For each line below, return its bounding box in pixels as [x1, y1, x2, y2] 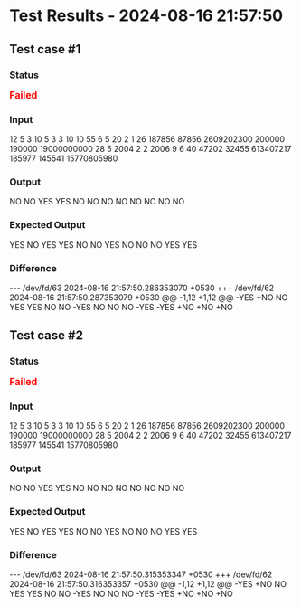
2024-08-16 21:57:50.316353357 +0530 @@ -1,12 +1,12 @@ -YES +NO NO [9, 578, 287, 589]
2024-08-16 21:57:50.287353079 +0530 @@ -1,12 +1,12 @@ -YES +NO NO [9, 292, 288, 303]
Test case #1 [9, 42, 81, 57]
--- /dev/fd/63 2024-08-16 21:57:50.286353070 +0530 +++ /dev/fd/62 [9, 282, 275, 294]
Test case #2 [9, 327, 84, 344]
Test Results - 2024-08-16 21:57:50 [9, 5, 283, 26]
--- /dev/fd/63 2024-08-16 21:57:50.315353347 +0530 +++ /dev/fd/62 [9, 569, 273, 580]
